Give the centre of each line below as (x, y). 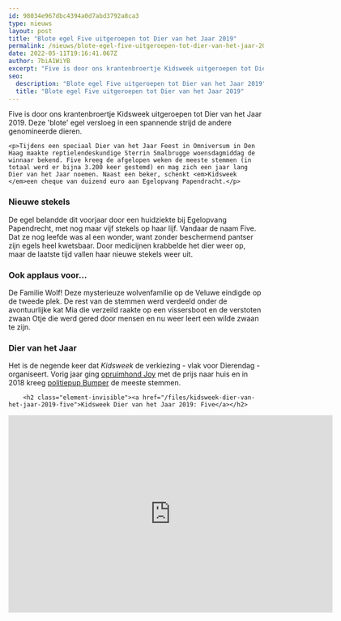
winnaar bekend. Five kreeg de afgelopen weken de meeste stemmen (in (130, 160)
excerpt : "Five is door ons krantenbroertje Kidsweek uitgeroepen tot (130, 69)
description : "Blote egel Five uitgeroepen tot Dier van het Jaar (130, 83)
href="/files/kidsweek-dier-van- (198, 398)
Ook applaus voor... (48, 274)
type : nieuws (30, 23)
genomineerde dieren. (45, 131)
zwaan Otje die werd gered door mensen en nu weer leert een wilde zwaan (134, 318)
